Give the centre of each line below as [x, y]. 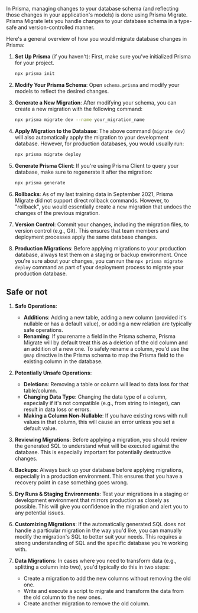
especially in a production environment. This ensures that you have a [98, 476]
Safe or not [27, 292]
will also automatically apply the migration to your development [92, 137]
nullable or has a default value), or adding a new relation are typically [108, 324]
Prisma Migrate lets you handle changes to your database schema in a [92, 21]
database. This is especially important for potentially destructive [93, 452]
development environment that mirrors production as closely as [92, 500]
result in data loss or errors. [57, 409]
